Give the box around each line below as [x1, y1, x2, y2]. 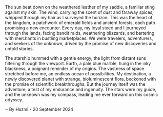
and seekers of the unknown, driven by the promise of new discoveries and [5, 41, 157, 46]
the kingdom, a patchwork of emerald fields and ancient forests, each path [5, 20, 155, 25]
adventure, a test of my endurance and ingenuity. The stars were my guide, [5, 87, 157, 92]
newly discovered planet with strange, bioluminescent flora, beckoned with [5, 76, 156, 82]
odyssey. [5, 97, 23, 102]
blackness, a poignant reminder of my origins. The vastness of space [5, 66, 144, 71]
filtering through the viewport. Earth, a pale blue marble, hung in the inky [5, 61, 151, 66]
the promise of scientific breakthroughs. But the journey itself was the [5, 81, 145, 87]
